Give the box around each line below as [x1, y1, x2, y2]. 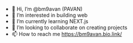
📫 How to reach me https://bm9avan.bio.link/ [11, 31, 122, 37]
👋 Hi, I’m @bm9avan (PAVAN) [11, 6, 83, 12]
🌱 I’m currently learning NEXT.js [11, 18, 89, 24]
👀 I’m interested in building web [11, 12, 88, 19]
